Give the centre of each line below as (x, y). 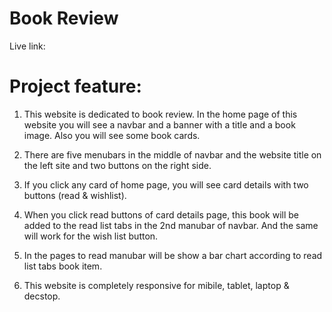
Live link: (27, 46)
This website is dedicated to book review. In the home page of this (160, 114)
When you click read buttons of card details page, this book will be (161, 214)
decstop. (42, 296)
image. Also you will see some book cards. (112, 135)
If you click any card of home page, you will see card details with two (166, 184)
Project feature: (75, 86)
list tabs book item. (63, 266)
